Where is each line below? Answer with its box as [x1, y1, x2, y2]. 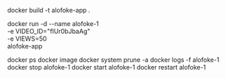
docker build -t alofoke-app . [7, 6, 91, 14]
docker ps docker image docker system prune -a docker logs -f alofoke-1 [7, 56, 220, 64]
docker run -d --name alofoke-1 [7, 20, 100, 27]
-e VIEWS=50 [7, 34, 47, 43]
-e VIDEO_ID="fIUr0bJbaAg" [7, 27, 91, 35]
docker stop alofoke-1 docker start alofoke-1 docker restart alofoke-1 [7, 63, 206, 71]
